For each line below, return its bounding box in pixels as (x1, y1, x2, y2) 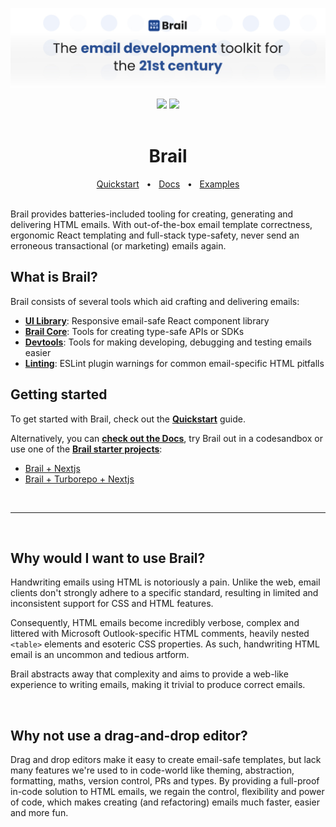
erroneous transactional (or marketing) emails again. (10, 239, 227, 252)
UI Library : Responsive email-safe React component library (24, 314, 270, 327)
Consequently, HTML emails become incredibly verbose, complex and (10, 617, 300, 629)
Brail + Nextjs (24, 462, 81, 474)
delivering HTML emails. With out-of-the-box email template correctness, (10, 218, 313, 230)
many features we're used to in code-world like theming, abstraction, (10, 764, 295, 777)
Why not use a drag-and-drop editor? (10, 727, 248, 744)
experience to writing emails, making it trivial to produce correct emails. (10, 679, 306, 691)
